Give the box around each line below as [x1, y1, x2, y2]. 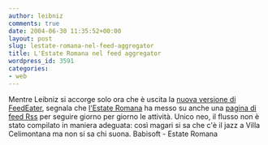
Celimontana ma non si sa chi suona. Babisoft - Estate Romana [8, 129, 218, 139]
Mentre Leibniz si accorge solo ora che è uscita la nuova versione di [8, 94, 236, 104]
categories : [8, 65, 49, 73]
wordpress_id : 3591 [8, 58, 75, 66]
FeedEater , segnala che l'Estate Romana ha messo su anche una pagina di [8, 103, 257, 113]
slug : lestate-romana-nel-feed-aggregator [8, 42, 154, 50]
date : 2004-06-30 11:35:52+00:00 [8, 27, 122, 35]
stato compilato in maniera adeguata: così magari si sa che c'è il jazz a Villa [8, 120, 261, 130]
